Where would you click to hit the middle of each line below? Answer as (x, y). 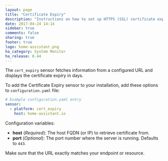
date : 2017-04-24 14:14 (30, 24)
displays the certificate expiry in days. (44, 76)
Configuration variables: (30, 123)
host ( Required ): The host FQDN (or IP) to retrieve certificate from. (81, 133)
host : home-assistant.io (40, 114)
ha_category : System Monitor (35, 51)
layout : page (19, 10)
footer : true (19, 42)
